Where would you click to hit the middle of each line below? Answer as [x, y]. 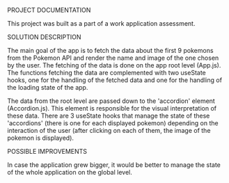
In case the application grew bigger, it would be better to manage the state [114, 165]
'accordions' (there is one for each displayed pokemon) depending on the [113, 123]
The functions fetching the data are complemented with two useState [107, 73]
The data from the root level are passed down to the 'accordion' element [111, 101]
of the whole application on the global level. [70, 172]
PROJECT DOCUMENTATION [49, 10]
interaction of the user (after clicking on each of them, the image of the [109, 130]
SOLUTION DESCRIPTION [44, 37]
